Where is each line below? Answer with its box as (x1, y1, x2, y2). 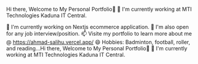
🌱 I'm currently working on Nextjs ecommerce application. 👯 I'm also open (6, 24, 190, 30)
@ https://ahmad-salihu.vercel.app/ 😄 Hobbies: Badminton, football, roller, (6, 39, 190, 46)
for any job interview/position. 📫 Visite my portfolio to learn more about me (6, 30, 193, 37)
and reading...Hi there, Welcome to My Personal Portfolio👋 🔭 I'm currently (6, 45, 187, 52)
